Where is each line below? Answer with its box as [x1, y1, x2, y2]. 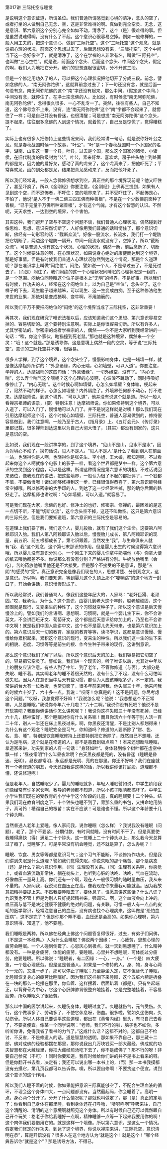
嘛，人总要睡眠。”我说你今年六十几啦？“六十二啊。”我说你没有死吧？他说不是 [5, 702, 159, 708]
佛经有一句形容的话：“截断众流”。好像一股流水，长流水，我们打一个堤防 [13, 231, 162, 237]
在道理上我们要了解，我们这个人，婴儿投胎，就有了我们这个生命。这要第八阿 [5, 525, 162, 531]
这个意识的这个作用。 [5, 1072, 49, 1077]
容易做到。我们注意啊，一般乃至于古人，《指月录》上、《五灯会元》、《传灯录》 [5, 418, 162, 424]
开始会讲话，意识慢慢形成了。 [18, 581, 80, 587]
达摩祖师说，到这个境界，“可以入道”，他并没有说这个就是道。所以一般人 [13, 394, 162, 400]
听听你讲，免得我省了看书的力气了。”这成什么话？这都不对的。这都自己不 [5, 1028, 153, 1034]
